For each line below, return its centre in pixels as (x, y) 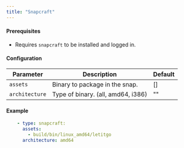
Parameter (28, 74)
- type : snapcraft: (41, 124)
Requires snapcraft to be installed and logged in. (75, 44)
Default (164, 74)
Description (100, 74)
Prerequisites (23, 31)
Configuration (24, 59)
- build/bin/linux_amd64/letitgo (70, 134)
